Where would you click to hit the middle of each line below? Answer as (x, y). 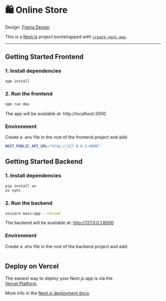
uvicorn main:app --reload (33, 214)
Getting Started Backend (44, 162)
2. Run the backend (29, 203)
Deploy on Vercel (32, 266)
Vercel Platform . (21, 283)
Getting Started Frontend (44, 57)
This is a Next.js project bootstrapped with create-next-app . (66, 37)
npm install (17, 81)
